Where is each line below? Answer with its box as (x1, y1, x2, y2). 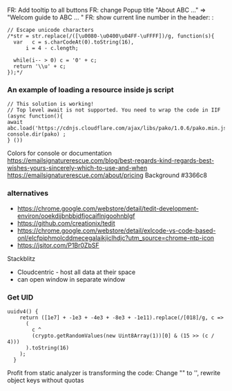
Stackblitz (7, 254, 36, 262)
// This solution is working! (7, 100, 95, 108)
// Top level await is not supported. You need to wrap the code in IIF (7, 107, 221, 113)
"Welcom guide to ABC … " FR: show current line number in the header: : (7, 13, 214, 21)
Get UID (7, 292, 34, 302)
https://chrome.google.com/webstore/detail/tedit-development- (17, 204, 199, 212)
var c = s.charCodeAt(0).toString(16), (13, 39, 135, 46)
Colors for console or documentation (7, 149, 113, 158)
